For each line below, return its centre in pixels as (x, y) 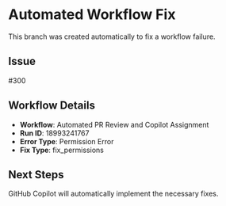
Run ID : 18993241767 (54, 133)
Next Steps (36, 175)
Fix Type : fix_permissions (62, 150)
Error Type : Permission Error (67, 141)
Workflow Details (52, 106)
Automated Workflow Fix (92, 15)
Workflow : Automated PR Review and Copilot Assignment (114, 124)
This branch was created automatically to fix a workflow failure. (112, 36)
